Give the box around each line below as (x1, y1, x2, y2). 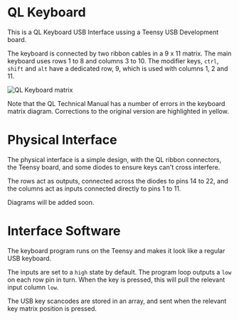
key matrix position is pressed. (7, 304, 97, 313)
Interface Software (7, 223, 121, 239)
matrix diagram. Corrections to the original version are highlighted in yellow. (7, 107, 229, 115)
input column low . (7, 282, 59, 292)
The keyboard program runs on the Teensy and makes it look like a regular (7, 246, 225, 255)
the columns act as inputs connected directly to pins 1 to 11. (7, 184, 181, 193)
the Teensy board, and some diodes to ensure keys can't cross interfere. (7, 163, 221, 171)
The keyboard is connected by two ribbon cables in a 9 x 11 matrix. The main (7, 49, 232, 58)
